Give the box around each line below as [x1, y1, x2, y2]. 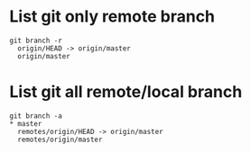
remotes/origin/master [17, 135, 103, 144]
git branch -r [9, 36, 63, 45]
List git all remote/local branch [9, 82, 243, 103]
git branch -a [9, 111, 63, 121]
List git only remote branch [9, 6, 215, 27]
